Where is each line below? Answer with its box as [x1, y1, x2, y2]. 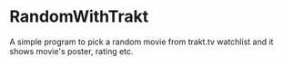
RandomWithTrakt [9, 6, 149, 27]
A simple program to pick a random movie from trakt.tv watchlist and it [9, 36, 274, 47]
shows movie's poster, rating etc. [9, 45, 134, 56]
